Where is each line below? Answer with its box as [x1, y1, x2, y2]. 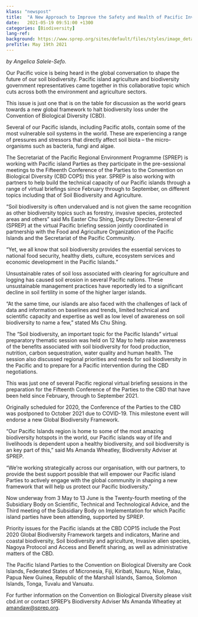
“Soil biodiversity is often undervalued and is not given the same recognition [6, 203, 192, 210]
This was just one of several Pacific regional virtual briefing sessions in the [6, 379, 187, 387]
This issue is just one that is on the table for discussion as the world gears [6, 99, 186, 106]
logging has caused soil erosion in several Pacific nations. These [6, 276, 163, 283]
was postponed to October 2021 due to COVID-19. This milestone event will [6, 410, 189, 417]
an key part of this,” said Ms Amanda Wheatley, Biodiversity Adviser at [6, 446, 177, 453]
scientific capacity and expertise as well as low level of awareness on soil [6, 313, 185, 320]
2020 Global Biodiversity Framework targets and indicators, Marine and [6, 531, 180, 538]
